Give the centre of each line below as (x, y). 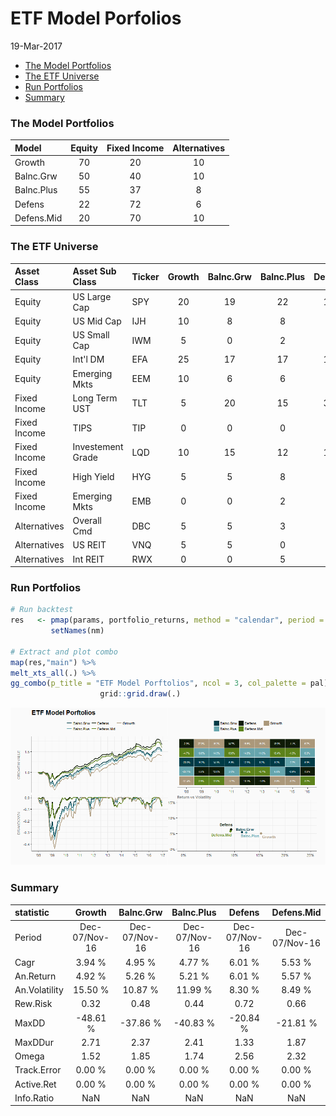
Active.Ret (35, 1084)
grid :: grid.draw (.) (140, 694)
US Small (91, 335)
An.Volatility (39, 990)
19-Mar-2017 (36, 46)
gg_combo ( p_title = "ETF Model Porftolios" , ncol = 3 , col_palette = (158, 683)
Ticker (145, 276)
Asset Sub (94, 271)
